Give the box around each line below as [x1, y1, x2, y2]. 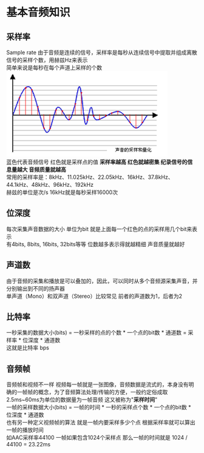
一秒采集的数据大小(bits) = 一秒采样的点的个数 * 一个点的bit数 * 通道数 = [6, 329, 187, 337]
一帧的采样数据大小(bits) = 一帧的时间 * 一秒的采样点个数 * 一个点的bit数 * [6, 404, 191, 411]
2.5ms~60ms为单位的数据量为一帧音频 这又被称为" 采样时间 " [6, 396, 158, 403]
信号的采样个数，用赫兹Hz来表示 [6, 56, 88, 64]
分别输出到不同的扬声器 [6, 284, 65, 292]
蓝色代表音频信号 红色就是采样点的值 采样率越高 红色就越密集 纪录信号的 [6, 158, 188, 166]
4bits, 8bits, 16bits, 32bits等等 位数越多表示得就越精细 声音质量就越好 [11, 240, 185, 247]
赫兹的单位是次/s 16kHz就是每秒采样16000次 [6, 189, 118, 196]
